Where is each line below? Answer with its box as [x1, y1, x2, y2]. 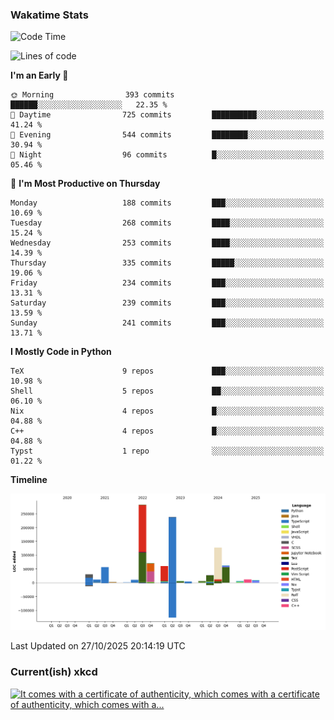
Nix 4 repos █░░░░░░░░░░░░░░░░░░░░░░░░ [10, 406, 325, 417]
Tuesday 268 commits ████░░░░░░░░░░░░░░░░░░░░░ [10, 218, 325, 228]
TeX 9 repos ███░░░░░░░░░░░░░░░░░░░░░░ [10, 366, 325, 377]
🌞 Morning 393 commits [10, 90, 175, 100]
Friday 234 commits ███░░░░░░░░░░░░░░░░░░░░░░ [10, 278, 325, 288]
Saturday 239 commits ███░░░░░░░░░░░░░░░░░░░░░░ [10, 298, 325, 308]
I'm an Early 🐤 [10, 69, 69, 82]
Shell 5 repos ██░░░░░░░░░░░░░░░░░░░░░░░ [10, 386, 325, 397]
